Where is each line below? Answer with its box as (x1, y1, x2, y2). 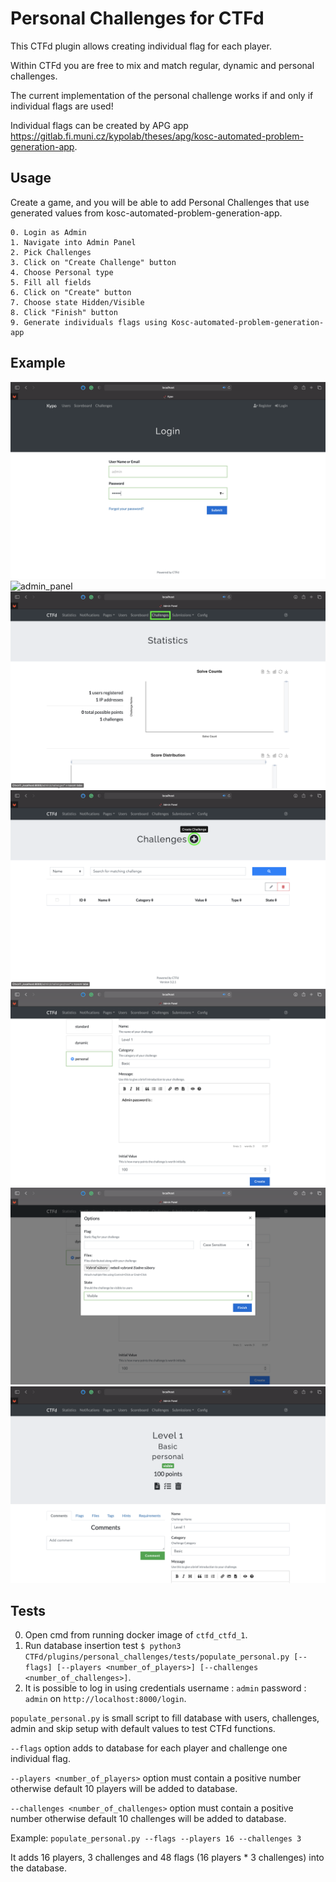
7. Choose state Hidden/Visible (10, 297, 145, 307)
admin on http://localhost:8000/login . (24, 1693, 187, 1705)
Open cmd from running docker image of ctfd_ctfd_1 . (24, 1629, 248, 1641)
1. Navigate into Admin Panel (10, 237, 137, 247)
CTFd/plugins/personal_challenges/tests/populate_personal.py (24, 1652, 290, 1662)
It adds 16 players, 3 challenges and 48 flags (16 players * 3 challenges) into (10, 1852, 325, 1864)
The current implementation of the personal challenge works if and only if (10, 89, 314, 101)
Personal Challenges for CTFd (10, 7, 265, 30)
